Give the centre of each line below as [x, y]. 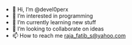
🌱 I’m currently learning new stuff [54, 22]
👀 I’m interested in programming [53, 16]
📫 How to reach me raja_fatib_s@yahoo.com [69, 36]
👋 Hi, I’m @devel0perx [40, 9]
